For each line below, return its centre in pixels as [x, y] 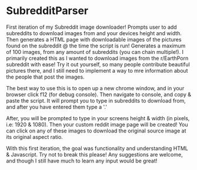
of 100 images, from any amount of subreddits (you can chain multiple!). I [95, 52]
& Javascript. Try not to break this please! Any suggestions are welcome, [95, 154]
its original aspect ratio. [34, 137]
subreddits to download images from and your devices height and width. [94, 33]
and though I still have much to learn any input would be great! [82, 161]
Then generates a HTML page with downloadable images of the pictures [94, 39]
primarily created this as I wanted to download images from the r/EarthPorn [97, 58]
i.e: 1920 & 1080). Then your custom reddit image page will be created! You [97, 124]
